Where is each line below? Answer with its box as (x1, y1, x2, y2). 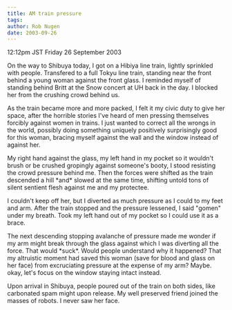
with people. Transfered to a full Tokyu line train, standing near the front (7, 69, 212, 77)
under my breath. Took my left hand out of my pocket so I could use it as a (7, 211, 219, 220)
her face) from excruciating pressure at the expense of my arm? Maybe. (7, 261, 212, 269)
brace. (7, 218, 26, 227)
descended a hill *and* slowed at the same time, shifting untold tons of (7, 176, 209, 185)
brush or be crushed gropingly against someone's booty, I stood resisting (7, 161, 216, 169)
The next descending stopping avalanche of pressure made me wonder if (7, 232, 216, 240)
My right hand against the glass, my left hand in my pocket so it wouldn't (7, 154, 214, 163)
